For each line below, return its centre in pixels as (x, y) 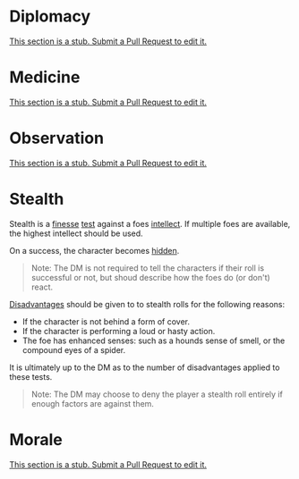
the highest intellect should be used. (76, 233)
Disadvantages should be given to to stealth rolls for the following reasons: (147, 304)
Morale (36, 439)
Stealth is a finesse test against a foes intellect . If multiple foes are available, (150, 223)
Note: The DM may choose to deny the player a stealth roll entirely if (157, 394)
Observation (57, 138)
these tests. (31, 376)
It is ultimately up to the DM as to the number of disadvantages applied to (145, 367)
